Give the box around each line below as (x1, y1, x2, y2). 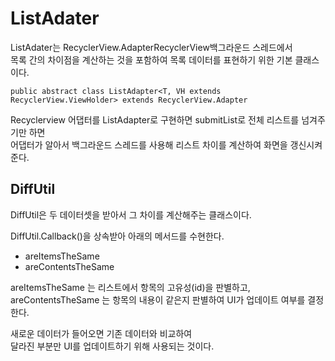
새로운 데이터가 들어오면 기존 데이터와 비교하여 (10, 327, 193, 339)
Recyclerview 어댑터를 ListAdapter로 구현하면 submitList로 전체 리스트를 (10, 113, 300, 126)
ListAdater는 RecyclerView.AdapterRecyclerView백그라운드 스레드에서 (10, 41, 293, 53)
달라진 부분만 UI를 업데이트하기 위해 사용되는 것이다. (10, 340, 215, 352)
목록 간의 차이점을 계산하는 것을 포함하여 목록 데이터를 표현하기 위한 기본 (10, 53, 293, 66)
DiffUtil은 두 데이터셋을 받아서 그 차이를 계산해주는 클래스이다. (10, 208, 252, 221)
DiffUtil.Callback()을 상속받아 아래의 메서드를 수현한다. (10, 230, 225, 242)
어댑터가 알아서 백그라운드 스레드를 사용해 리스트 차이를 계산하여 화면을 (10, 138, 288, 151)
